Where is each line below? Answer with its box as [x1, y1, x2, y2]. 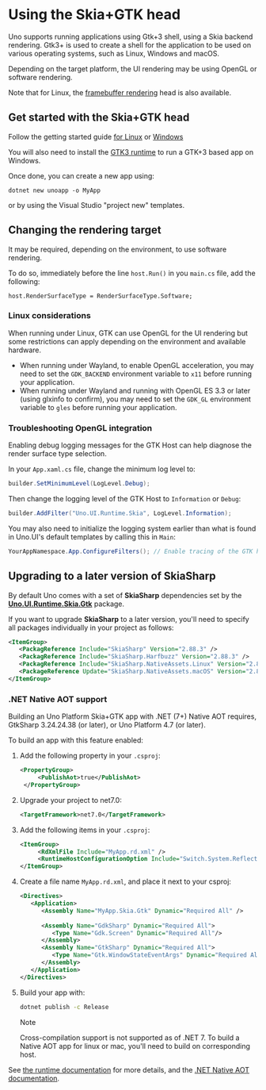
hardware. [8, 345, 42, 355]
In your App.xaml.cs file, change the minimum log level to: [8, 464, 196, 474]
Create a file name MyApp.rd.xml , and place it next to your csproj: [19, 877, 232, 886]
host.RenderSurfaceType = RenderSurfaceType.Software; [8, 292, 193, 300]
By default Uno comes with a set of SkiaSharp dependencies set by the [8, 590, 242, 600]
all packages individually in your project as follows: [8, 623, 174, 632]
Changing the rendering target [8, 224, 161, 237]
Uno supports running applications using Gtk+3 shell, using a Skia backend [8, 32, 253, 41]
